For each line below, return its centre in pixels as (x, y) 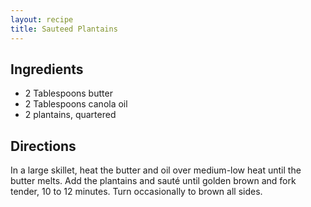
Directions (43, 146)
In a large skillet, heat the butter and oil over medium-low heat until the (156, 170)
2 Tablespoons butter (68, 93)
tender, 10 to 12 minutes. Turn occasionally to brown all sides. (136, 192)
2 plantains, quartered (70, 115)
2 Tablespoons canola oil (76, 104)
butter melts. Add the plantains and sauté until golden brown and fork (153, 181)
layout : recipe (42, 19)
